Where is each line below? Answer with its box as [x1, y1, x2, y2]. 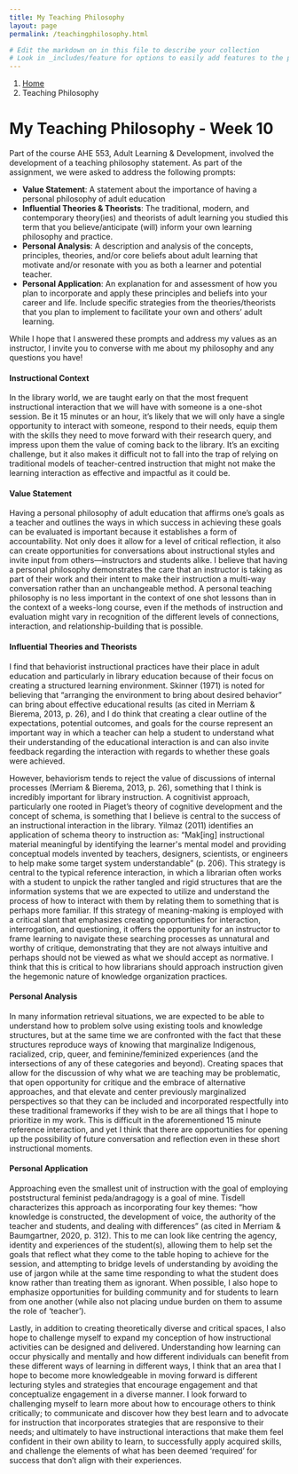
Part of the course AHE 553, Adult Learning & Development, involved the [9, 148, 275, 159]
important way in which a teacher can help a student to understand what [9, 727, 275, 738]
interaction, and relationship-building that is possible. [9, 621, 204, 631]
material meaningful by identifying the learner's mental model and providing [9, 838, 286, 849]
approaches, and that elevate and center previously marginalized [9, 1086, 247, 1097]
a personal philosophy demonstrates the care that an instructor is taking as [9, 565, 283, 575]
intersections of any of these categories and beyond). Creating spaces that [9, 1058, 284, 1068]
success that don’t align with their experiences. [9, 1455, 182, 1466]
